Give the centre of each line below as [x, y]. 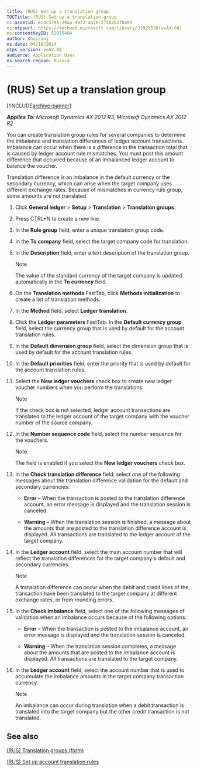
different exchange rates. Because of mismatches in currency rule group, [95, 190]
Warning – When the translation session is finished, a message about [107, 522]
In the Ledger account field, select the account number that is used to [100, 670]
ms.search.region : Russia [38, 60]
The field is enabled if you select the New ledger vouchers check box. [100, 463]
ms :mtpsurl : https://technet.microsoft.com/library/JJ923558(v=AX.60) [94, 28]
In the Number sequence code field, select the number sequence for [98, 434]
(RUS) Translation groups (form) [45, 750]
